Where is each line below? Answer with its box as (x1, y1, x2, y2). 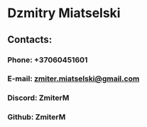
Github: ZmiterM (7, 112, 66, 122)
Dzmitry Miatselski (7, 5, 121, 21)
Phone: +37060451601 (7, 55, 88, 65)
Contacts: (7, 34, 53, 46)
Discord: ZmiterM (7, 93, 70, 103)
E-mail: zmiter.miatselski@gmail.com (7, 73, 140, 83)
